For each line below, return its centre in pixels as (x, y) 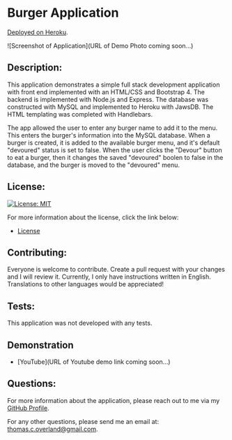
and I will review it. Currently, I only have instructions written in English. (109, 277)
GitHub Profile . (29, 408)
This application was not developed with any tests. (80, 323)
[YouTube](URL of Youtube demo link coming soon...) (94, 362)
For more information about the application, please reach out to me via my (114, 400)
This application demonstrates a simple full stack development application (114, 85)
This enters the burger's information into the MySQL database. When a (109, 135)
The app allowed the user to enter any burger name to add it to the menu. (113, 128)
